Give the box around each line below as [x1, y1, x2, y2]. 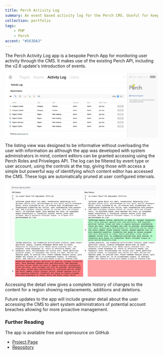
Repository [12, 344, 34, 350]
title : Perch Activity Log [5, 8, 60, 13]
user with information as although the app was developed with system [5, 148, 146, 153]
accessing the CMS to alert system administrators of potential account [5, 301, 146, 307]
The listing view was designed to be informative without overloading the [5, 142, 149, 148]
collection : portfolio [5, 18, 51, 23]
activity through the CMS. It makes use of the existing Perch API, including [5, 57, 154, 63]
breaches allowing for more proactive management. [5, 306, 109, 312]
